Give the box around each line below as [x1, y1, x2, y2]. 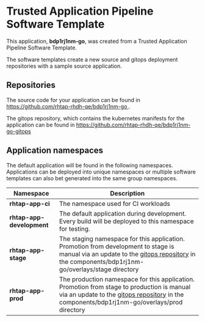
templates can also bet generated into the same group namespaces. [6, 174, 178, 181]
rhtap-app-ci [9, 199, 50, 208]
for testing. [59, 224, 90, 233]
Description [110, 189, 145, 197]
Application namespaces [6, 145, 104, 156]
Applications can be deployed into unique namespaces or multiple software [6, 168, 196, 175]
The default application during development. [59, 209, 187, 218]
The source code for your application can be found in [6, 96, 140, 103]
